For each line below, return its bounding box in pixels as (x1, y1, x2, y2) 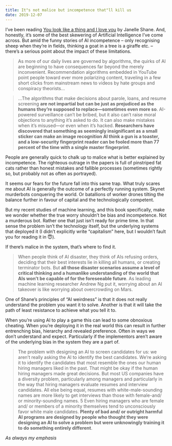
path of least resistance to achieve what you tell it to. (5, 307, 117, 313)
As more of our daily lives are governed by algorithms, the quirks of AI (17, 58, 166, 64)
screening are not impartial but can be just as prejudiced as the (17, 100, 155, 107)
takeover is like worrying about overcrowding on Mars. (17, 286, 133, 292)
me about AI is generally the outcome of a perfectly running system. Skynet (5, 185, 165, 192)
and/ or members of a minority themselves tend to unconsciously (17, 403, 156, 409)
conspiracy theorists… (17, 85, 66, 91)
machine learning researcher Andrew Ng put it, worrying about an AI (17, 281, 162, 287)
